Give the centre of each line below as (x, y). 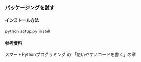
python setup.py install (28, 31)
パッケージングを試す (30, 7)
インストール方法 (22, 20)
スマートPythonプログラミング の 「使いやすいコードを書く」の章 (70, 55)
